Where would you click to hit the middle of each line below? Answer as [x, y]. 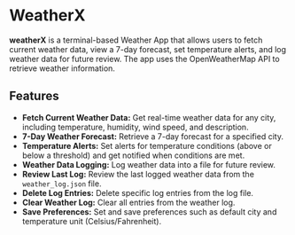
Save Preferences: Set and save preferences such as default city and [149, 211]
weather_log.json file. [62, 184]
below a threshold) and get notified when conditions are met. [133, 155]
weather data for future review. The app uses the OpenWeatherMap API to [145, 59]
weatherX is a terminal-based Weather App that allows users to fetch [136, 40]
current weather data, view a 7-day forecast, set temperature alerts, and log [147, 49]
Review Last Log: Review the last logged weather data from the [138, 174]
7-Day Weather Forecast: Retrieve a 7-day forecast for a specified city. [152, 136]
